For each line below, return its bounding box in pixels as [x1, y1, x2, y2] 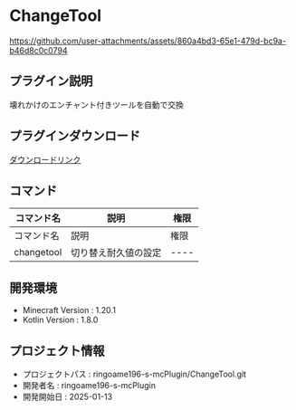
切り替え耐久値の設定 [71, 246, 162, 259]
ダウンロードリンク [9, 154, 81, 165]
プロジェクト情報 [9, 343, 105, 358]
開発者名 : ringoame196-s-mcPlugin [22, 380, 157, 390]
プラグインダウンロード [9, 129, 140, 144]
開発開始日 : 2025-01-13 [22, 391, 113, 402]
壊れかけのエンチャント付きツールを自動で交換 [9, 99, 184, 110]
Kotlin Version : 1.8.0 [22, 314, 99, 326]
